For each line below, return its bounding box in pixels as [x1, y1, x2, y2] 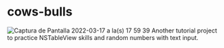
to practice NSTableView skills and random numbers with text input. [7, 33, 199, 41]
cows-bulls [7, 4, 73, 20]
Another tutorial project [151, 26, 218, 34]
